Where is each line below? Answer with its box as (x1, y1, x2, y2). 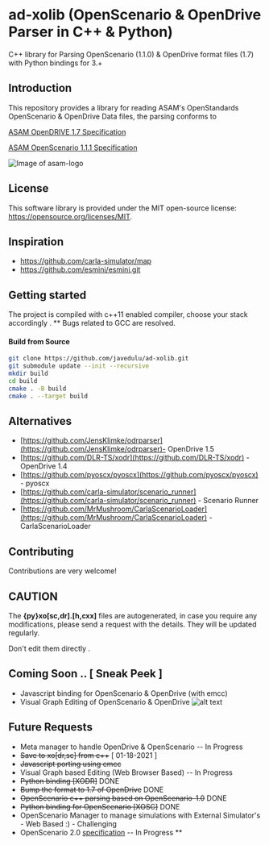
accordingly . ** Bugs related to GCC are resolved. (8, 318, 176, 328)
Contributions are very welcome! (8, 566, 117, 576)
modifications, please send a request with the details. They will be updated (8, 619, 257, 630)
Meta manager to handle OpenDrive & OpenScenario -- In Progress (19, 742, 243, 751)
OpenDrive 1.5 (168, 444, 215, 454)
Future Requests (8, 720, 93, 735)
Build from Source (8, 336, 70, 346)
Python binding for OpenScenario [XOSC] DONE (19, 801, 180, 811)
